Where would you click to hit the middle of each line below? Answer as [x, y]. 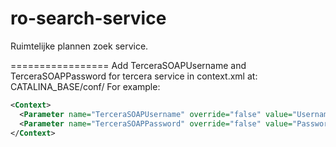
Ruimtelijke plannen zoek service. [79, 46]
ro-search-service [88, 18]
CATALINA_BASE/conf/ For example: [85, 86]
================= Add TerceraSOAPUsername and [128, 65]
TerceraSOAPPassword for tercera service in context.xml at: [134, 76]
